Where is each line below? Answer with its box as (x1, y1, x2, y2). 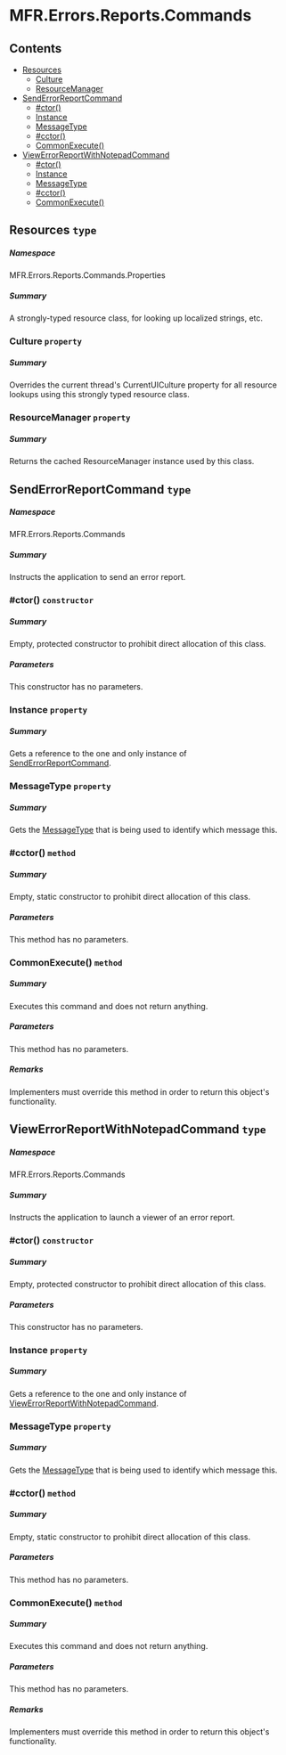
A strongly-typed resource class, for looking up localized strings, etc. (9, 313, 264, 323)
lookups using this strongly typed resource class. (9, 389, 190, 400)
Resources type (9, 223, 97, 238)
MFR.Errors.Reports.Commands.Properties (9, 270, 167, 281)
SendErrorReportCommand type (9, 482, 192, 497)
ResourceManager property (9, 412, 131, 424)
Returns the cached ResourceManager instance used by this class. (9, 456, 255, 467)
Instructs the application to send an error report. (9, 572, 186, 583)
